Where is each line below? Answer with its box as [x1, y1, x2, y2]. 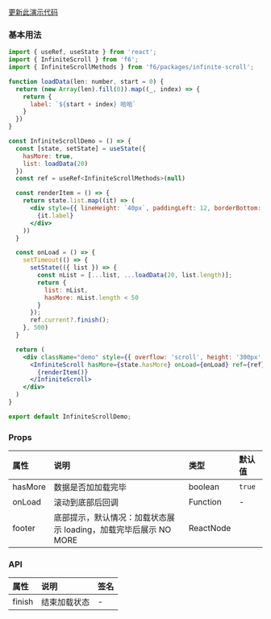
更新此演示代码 [8, 7, 58, 17]
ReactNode [188, 522, 231, 534]
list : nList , [44, 286, 89, 294]
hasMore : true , [23, 152, 74, 160]
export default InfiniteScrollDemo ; [8, 413, 131, 421]
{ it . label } [37, 211, 74, 219]
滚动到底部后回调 [53, 497, 119, 509]
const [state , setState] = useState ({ [15, 144, 147, 152]
